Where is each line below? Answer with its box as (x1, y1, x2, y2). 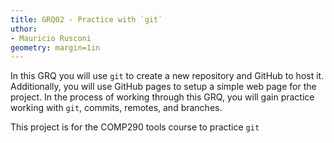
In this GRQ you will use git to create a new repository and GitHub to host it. (10, 70, 325, 82)
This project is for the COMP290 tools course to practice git (10, 121, 260, 133)
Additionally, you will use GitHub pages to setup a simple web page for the (10, 81, 317, 93)
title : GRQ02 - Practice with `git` (10, 14, 163, 25)
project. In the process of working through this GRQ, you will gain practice (10, 91, 315, 103)
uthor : (10, 24, 38, 34)
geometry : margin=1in (10, 42, 101, 53)
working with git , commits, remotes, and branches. (10, 102, 223, 114)
